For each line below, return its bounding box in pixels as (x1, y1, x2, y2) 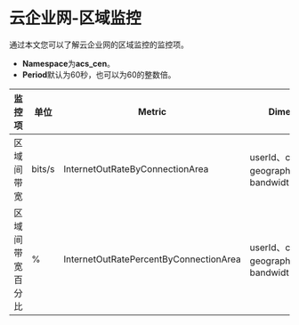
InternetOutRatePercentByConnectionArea (63, 253, 242, 265)
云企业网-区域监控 (9, 8, 142, 28)
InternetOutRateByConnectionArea (63, 162, 209, 175)
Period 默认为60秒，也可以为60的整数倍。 (21, 69, 176, 80)
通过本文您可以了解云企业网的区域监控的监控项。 (9, 39, 189, 50)
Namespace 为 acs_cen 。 (21, 58, 116, 69)
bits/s (31, 162, 55, 175)
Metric (137, 105, 167, 118)
